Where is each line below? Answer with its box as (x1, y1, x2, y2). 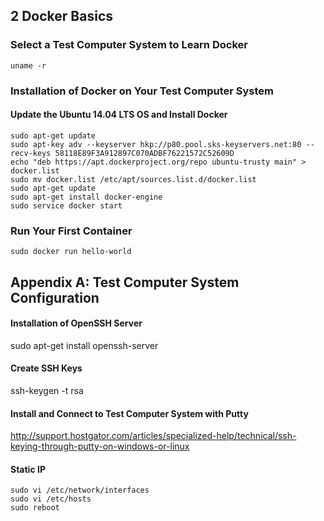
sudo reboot (10, 503, 60, 513)
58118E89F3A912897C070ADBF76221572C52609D (54, 148, 235, 158)
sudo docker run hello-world (10, 247, 132, 257)
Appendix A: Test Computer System (10, 274, 240, 291)
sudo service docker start (10, 200, 123, 211)
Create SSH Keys (10, 362, 83, 374)
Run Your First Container (10, 224, 133, 238)
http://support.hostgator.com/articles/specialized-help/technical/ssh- (10, 430, 297, 442)
